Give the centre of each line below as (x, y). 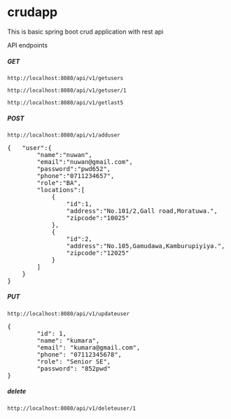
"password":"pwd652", (74, 169)
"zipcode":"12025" (98, 253)
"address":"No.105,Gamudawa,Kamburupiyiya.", (146, 246)
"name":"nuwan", (64, 154)
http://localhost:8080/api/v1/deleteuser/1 (72, 408)
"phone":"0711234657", (76, 176)
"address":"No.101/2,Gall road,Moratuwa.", (142, 211)
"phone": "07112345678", (79, 354)
